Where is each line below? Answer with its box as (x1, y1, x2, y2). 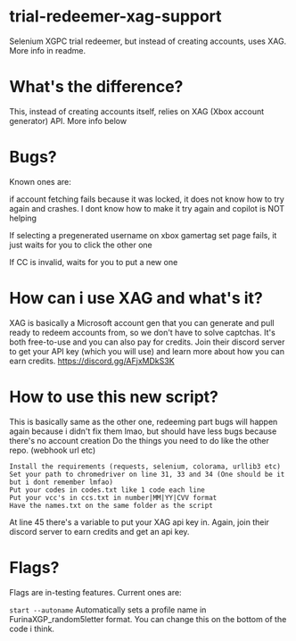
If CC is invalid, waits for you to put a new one (9, 256, 178, 267)
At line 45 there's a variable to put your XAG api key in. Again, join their (9, 516, 270, 528)
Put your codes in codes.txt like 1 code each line (9, 485, 205, 495)
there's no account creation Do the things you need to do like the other (9, 435, 269, 445)
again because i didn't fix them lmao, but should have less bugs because (9, 426, 277, 437)
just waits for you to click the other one (9, 239, 153, 250)
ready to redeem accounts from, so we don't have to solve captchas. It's (9, 327, 276, 337)
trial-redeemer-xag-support (9, 6, 222, 27)
